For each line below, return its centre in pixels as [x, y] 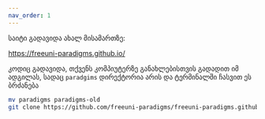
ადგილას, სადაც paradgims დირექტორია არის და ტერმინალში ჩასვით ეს [130, 76]
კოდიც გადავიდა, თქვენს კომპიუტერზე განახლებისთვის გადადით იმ [123, 69]
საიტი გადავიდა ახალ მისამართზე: [67, 38]
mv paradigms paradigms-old [54, 99]
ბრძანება [24, 85]
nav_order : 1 [30, 15]
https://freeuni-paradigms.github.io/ [67, 53]
